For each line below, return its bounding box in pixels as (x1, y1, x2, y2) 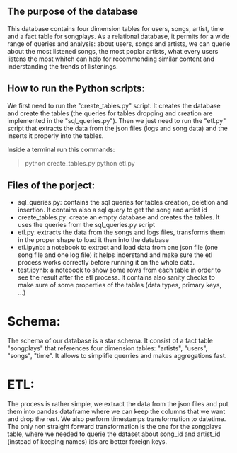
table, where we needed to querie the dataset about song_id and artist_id (7, 430, 221, 438)
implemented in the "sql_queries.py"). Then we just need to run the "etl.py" (7, 116, 226, 125)
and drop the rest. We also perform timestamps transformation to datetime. (7, 415, 226, 423)
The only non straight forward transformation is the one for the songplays (7, 423, 221, 431)
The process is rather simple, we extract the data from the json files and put (7, 400, 229, 408)
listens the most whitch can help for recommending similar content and (7, 55, 214, 63)
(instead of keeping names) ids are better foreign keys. (7, 437, 168, 446)
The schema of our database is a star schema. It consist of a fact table (7, 336, 214, 345)
